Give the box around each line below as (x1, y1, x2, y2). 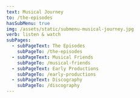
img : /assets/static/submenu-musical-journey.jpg (6, 26, 135, 32)
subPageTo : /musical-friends (17, 60, 91, 66)
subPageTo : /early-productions (17, 71, 96, 77)
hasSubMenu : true (6, 20, 50, 26)
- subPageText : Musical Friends (12, 54, 94, 60)
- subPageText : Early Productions (12, 65, 99, 72)
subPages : (6, 37, 32, 43)
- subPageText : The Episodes (12, 43, 85, 49)
